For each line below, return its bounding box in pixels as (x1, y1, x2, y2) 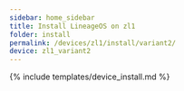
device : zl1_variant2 (9, 47, 92, 56)
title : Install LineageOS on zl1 (9, 22, 136, 31)
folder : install (9, 30, 71, 39)
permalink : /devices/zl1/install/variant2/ (9, 38, 177, 48)
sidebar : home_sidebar (9, 13, 95, 23)
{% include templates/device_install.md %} (9, 71, 170, 82)
